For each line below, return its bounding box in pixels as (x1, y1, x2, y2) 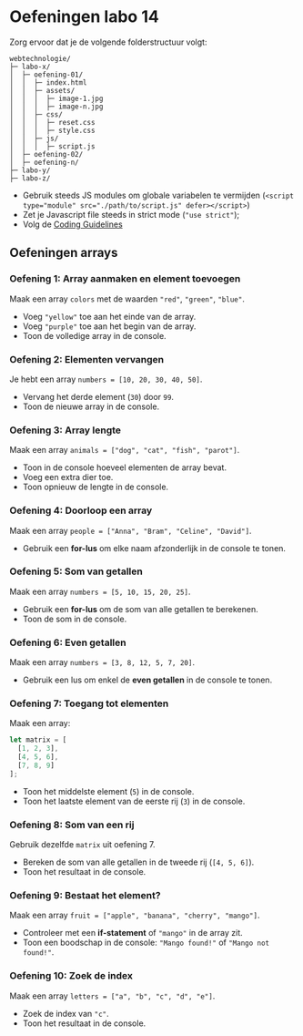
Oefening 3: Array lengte (9, 424, 121, 436)
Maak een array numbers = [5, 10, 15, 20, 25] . (9, 586, 191, 597)
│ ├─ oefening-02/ (9, 149, 84, 159)
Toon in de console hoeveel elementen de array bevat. (22, 462, 227, 473)
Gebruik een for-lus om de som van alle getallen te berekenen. (22, 603, 258, 614)
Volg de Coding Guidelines (22, 219, 123, 230)
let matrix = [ (9, 735, 67, 744)
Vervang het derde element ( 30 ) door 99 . (22, 391, 175, 402)
